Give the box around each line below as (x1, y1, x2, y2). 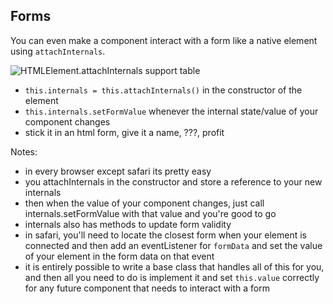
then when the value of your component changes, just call (24, 197, 265, 209)
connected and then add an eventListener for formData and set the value (24, 239, 323, 251)
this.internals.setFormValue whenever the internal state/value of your (24, 105, 319, 117)
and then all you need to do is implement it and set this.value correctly (24, 271, 320, 283)
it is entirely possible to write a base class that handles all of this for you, (24, 260, 325, 273)
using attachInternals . (10, 45, 106, 57)
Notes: (10, 145, 38, 158)
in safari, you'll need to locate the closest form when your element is (24, 229, 307, 241)
